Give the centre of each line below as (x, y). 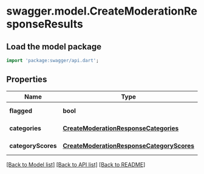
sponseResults (45, 24)
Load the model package (54, 47)
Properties (27, 79)
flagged (21, 111)
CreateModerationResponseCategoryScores (128, 145)
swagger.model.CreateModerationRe (102, 11)
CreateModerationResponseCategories (121, 128)
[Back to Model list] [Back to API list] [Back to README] (76, 164)
